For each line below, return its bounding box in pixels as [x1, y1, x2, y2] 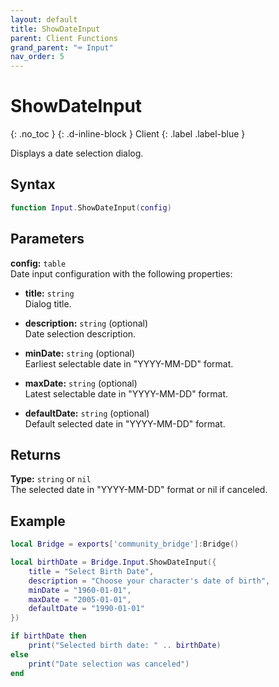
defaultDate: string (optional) [24, 407, 150, 419]
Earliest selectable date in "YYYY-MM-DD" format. [24, 357, 234, 370]
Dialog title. [24, 297, 72, 310]
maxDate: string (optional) [24, 377, 138, 389]
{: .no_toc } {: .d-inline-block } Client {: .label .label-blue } [10, 128, 246, 140]
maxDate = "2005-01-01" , [28, 594, 132, 605]
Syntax [10, 176, 56, 193]
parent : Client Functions [10, 33, 118, 43]
